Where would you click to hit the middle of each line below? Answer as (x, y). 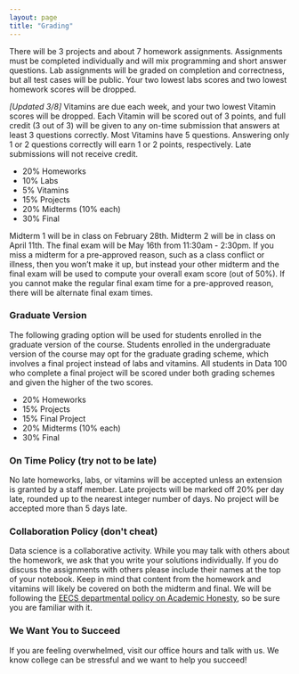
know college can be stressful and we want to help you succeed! (128, 660)
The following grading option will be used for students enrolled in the (136, 334)
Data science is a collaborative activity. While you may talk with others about (149, 551)
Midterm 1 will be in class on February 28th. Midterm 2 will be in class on (142, 235)
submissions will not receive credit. (74, 153)
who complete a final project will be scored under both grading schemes (142, 373)
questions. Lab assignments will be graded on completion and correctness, (147, 70)
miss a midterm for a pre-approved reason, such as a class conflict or (137, 254)
